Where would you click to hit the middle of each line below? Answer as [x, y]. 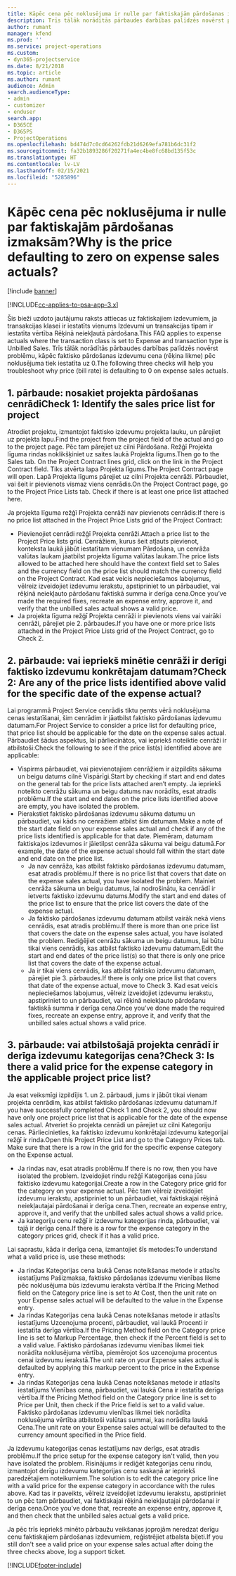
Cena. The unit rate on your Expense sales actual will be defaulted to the [122, 1427]
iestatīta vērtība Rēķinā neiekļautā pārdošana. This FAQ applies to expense [114, 333]
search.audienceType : [39, 92]
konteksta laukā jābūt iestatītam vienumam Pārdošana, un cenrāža [113, 549]
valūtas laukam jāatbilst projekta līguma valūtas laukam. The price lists [118, 556]
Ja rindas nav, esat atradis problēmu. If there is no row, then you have [117, 1168]
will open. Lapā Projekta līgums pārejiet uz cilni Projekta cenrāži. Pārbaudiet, [118, 477]
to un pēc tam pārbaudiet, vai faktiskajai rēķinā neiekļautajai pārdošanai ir [113, 1500]
